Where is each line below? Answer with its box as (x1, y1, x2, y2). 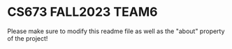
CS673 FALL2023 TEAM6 (7, 4, 158, 20)
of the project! (7, 34, 48, 42)
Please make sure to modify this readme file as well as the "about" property (7, 27, 225, 35)
